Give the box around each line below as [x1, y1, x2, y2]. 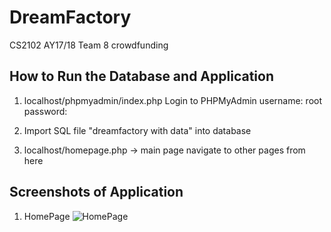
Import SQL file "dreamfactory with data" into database [23, 124, 252, 136]
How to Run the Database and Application [9, 68, 274, 85]
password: [23, 105, 68, 117]
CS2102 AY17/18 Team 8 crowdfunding [9, 39, 169, 51]
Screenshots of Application [9, 184, 184, 201]
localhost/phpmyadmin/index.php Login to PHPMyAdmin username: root [23, 94, 323, 106]
